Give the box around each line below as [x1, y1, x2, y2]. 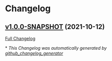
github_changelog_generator [5, 50, 64, 56]
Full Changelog [5, 35, 36, 41]
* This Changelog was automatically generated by [5, 45, 107, 51]
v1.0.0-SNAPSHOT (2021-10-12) [5, 23, 105, 31]
